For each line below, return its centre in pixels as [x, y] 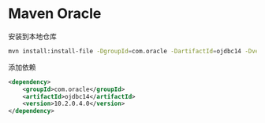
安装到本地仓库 [32, 36]
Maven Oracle [55, 14]
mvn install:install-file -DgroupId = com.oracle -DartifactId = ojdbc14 [125, 51]
